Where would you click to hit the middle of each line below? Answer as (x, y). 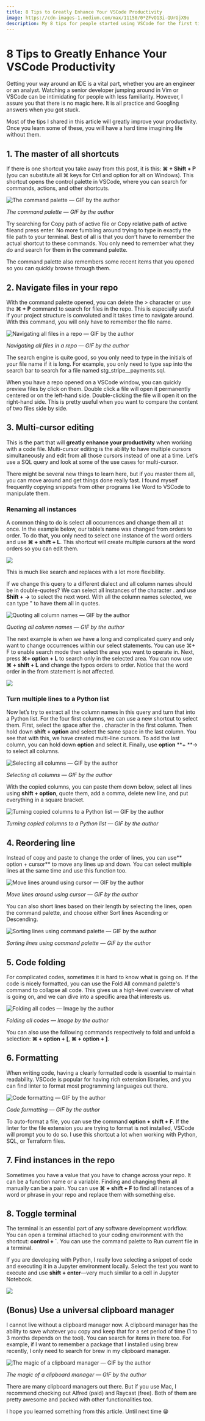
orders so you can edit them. (42, 548)
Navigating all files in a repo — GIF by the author (68, 345)
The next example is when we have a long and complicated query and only (100, 639)
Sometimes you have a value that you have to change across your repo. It (99, 1175)
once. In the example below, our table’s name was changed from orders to (99, 529)
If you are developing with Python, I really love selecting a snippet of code (99, 1260)
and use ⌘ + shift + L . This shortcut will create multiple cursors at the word (101, 542)
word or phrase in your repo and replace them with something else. (91, 1194)
